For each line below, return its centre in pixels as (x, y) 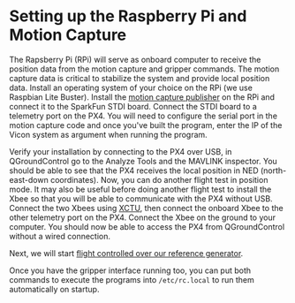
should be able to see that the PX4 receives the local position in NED (134, 170)
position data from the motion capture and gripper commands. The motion (144, 69)
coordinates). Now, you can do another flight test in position (159, 179)
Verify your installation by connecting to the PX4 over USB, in (121, 151)
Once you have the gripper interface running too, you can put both (130, 270)
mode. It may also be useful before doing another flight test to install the (140, 189)
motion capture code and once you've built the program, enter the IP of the (146, 125)
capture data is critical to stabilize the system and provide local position (140, 78)
